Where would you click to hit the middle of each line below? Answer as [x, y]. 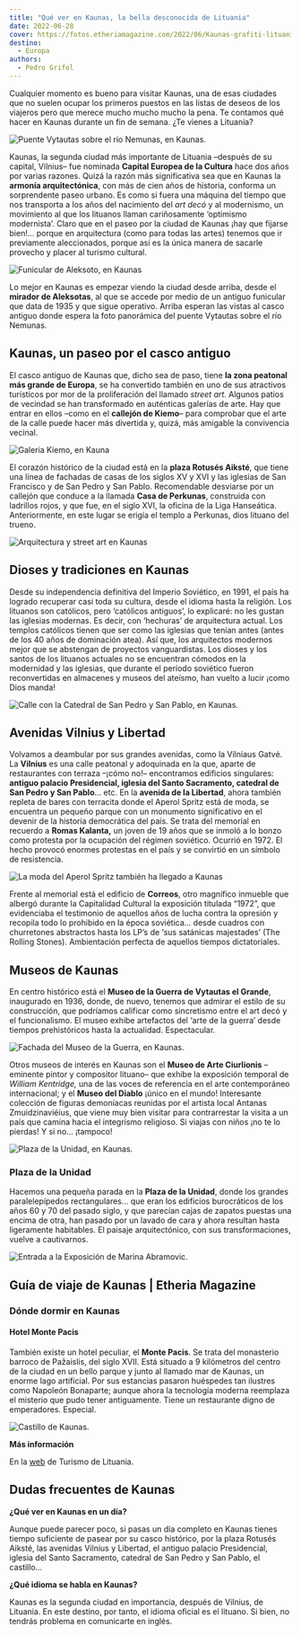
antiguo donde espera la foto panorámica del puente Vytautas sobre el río [146, 315]
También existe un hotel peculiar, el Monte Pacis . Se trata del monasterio [144, 1352]
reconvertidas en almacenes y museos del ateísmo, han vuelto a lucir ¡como [150, 677]
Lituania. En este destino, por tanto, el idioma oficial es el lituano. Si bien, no [150, 1611]
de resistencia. [37, 860]
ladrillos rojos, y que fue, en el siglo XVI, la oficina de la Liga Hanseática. [143, 505]
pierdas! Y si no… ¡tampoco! [61, 1132]
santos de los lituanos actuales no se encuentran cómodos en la [128, 658]
